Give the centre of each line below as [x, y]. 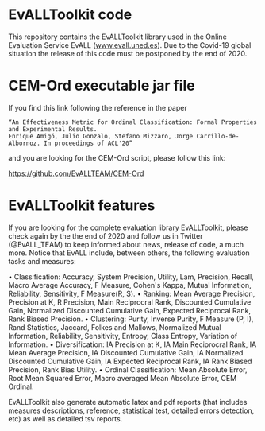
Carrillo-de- [218, 136]
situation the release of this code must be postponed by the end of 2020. [128, 53]
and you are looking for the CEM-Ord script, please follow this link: [117, 157]
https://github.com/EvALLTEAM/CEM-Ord [76, 173]
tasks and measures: [42, 261]
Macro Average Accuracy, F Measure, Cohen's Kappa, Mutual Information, [130, 285]
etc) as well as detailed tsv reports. [65, 418]
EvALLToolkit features [82, 206]
